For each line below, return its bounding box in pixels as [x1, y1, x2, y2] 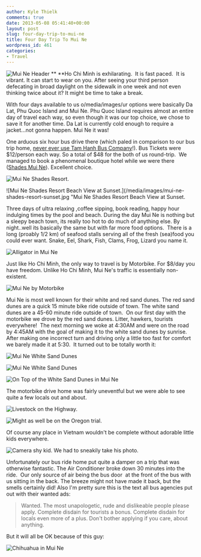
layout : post [6, 25, 39, 32]
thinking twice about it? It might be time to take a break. [6, 89, 144, 96]
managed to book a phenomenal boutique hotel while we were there [6, 157, 175, 164]
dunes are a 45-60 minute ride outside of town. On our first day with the [6, 309, 186, 316]
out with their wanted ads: [6, 490, 71, 498]
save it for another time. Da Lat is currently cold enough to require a [6, 120, 174, 127]
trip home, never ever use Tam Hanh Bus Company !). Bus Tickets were [6, 144, 181, 151]
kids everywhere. [6, 435, 49, 442]
